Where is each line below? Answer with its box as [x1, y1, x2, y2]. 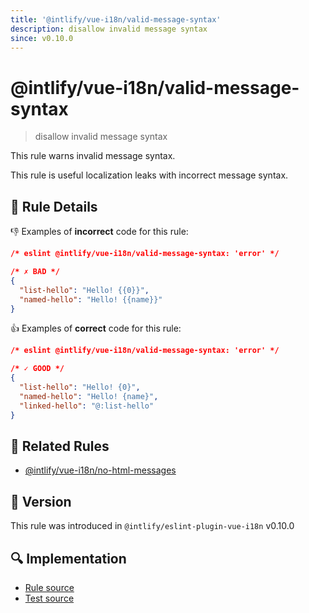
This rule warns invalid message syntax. [10, 150, 176, 162]
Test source [24, 592, 75, 604]
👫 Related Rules [10, 437, 110, 455]
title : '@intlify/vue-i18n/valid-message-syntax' [10, 14, 222, 25]
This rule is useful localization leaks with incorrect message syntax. [10, 169, 289, 181]
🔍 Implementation [10, 550, 127, 567]
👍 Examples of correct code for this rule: [10, 322, 182, 335]
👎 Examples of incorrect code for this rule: [10, 226, 189, 238]
